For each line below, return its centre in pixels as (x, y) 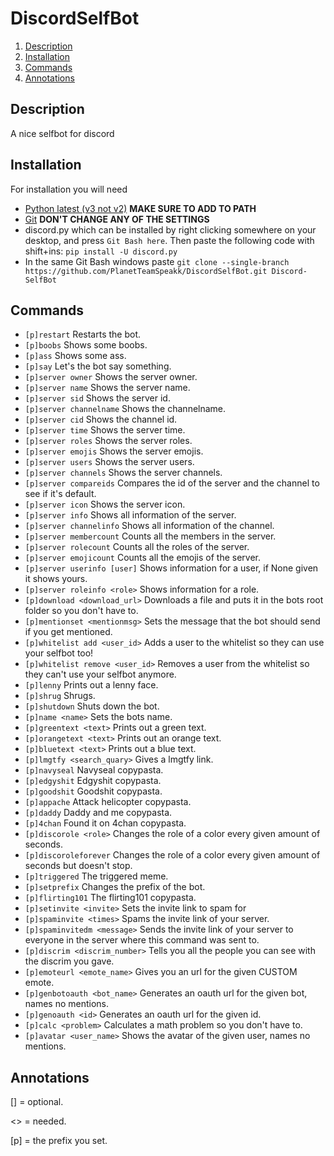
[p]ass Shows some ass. (75, 356)
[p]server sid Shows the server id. (97, 398)
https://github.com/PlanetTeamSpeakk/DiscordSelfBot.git (146, 271)
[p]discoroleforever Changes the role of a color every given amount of (172, 855)
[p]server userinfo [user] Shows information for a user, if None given (171, 568)
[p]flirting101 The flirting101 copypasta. (110, 898)
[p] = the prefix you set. (59, 1141)
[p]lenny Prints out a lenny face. (91, 685)
